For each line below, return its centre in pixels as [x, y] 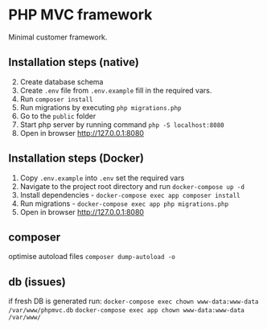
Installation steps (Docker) [76, 158]
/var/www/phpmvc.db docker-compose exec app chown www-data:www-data [127, 310]
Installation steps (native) [74, 62]
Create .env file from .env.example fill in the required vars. [116, 90]
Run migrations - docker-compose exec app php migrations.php [124, 204]
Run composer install [56, 99]
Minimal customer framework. [58, 37]
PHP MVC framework [80, 15]
